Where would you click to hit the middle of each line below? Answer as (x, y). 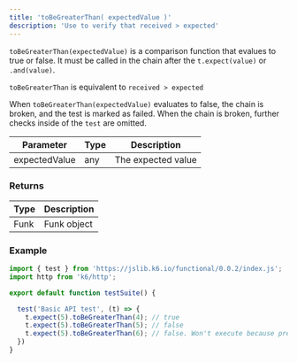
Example (28, 251)
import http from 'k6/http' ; (63, 277)
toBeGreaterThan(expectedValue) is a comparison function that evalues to (143, 50)
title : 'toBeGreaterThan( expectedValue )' (91, 17)
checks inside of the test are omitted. (78, 123)
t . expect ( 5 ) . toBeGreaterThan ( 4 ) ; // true (102, 317)
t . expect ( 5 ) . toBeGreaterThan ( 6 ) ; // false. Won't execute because (150, 334)
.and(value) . (32, 70)
